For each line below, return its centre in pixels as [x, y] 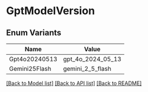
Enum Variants [34, 33]
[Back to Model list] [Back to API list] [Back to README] [74, 83]
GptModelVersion [51, 11]
